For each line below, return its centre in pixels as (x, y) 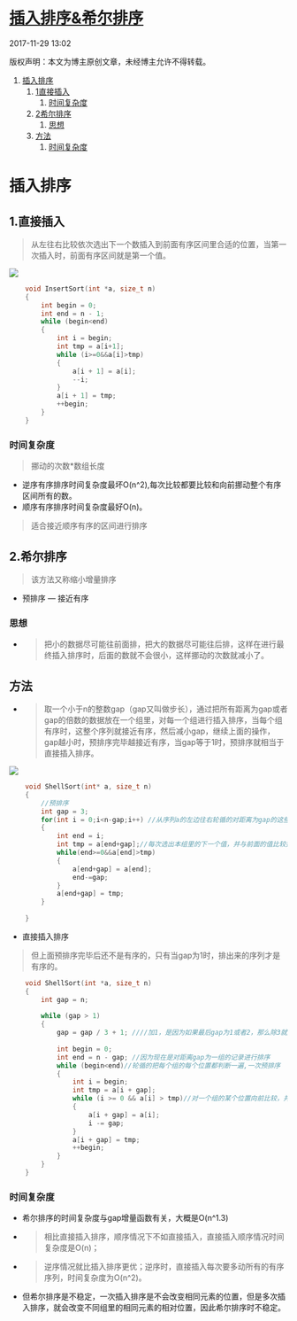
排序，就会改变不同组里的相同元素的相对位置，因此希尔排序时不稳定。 (157, 1308)
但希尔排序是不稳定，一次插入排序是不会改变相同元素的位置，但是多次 (150, 1297)
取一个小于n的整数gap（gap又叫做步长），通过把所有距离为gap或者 (166, 709)
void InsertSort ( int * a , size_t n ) (91, 289)
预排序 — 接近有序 (55, 598)
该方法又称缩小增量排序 (73, 579)
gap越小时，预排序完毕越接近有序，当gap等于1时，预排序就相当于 (164, 742)
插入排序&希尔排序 (76, 18)
